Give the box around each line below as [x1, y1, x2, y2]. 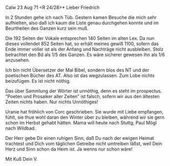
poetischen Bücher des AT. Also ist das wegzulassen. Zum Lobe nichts [5, 72, 155, 79]
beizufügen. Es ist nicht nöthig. [5, 78, 71, 84]
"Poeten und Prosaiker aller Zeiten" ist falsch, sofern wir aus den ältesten [5, 94, 160, 99]
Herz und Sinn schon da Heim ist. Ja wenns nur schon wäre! [5, 146, 133, 152]
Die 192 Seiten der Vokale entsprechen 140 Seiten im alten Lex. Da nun [5, 35, 155, 41]
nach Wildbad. [5, 125, 36, 131]
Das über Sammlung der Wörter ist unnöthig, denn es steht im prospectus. [5, 88, 162, 94]
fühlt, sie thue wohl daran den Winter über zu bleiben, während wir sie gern [5, 114, 165, 120]
